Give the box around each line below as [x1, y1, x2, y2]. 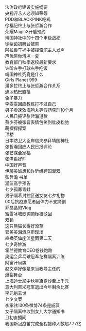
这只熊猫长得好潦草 [5, 223, 44, 228]
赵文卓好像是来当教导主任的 [5, 266, 61, 271]
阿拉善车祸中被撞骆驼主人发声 [5, 47, 65, 53]
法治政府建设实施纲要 [5, 4, 48, 10]
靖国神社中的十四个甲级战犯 [5, 35, 61, 41]
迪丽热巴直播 [5, 89, 31, 94]
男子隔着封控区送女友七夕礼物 [5, 192, 65, 198]
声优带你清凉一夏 [5, 53, 39, 59]
